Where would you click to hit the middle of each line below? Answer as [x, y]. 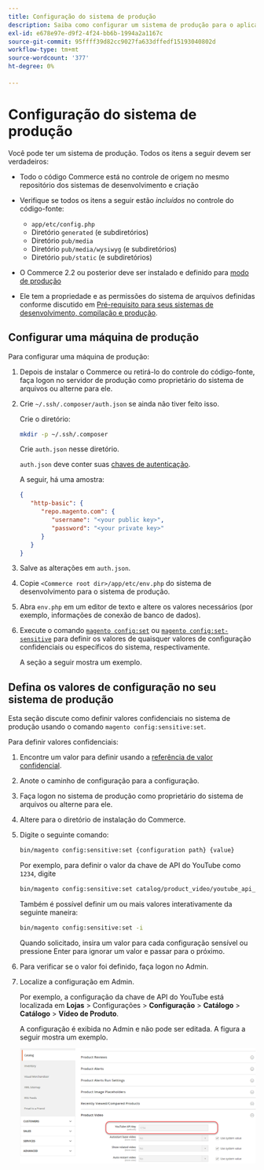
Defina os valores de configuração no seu [112, 687]
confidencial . [40, 766]
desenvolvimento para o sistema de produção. [95, 592]
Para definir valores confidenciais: [64, 742]
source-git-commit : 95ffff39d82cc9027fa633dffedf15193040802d [112, 42]
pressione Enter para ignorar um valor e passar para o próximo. [122, 951]
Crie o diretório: [45, 419]
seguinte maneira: [49, 912]
